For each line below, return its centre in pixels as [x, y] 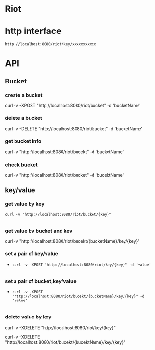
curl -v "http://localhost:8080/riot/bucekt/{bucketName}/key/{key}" [72, 241]
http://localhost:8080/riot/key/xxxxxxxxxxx [51, 44]
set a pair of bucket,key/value [41, 281]
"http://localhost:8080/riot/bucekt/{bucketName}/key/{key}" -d [78, 296]
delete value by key [28, 317]
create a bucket [24, 95]
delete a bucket [24, 118]
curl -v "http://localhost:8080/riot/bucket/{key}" [58, 214]
